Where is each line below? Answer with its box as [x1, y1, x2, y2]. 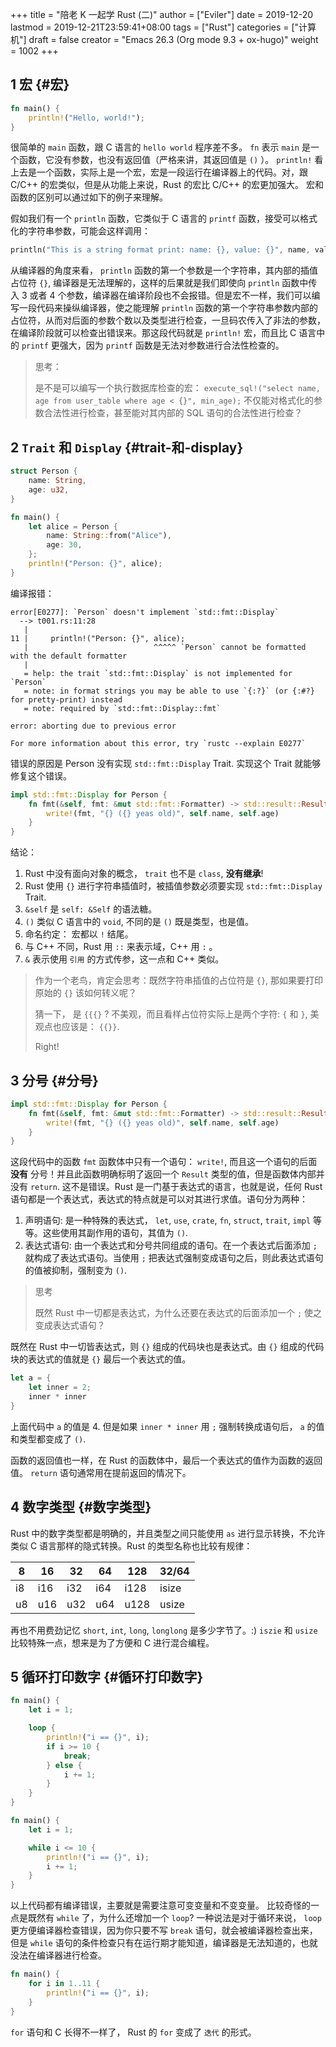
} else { [46, 1760, 83, 1770]
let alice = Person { [28, 521, 118, 532]
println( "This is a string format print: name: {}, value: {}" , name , [10, 245, 311, 255]
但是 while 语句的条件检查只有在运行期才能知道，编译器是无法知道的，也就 [10, 1937, 318, 1949]
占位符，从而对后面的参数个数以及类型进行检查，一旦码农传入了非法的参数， [10, 314, 326, 327]
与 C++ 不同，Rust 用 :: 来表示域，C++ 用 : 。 [24, 941, 218, 953]
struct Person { [10, 466, 78, 477]
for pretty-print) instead [10, 694, 123, 705]
